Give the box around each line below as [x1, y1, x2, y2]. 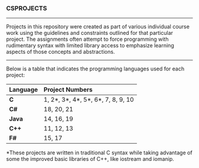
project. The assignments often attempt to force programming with [6, 35, 169, 43]
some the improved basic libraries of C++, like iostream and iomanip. [6, 156, 175, 163]
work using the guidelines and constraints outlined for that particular [6, 30, 174, 37]
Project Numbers [43, 86, 93, 94]
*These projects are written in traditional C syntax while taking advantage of [6, 149, 192, 156]
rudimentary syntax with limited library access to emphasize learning [6, 42, 175, 49]
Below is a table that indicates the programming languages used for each [6, 65, 185, 72]
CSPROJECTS [6, 4, 47, 12]
